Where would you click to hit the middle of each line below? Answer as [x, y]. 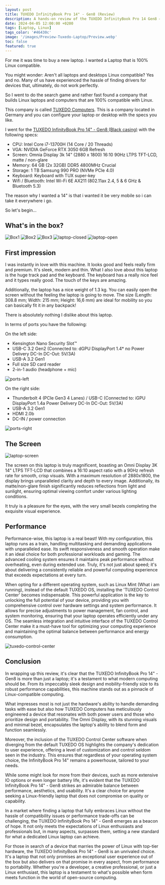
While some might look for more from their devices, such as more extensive [82, 775]
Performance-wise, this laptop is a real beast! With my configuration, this [79, 538]
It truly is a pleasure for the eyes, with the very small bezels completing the [81, 506]
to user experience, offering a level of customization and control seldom [78, 750]
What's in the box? [34, 226]
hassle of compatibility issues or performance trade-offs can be [70, 816]
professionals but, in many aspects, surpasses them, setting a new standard [82, 831]
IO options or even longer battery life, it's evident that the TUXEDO [72, 780]
